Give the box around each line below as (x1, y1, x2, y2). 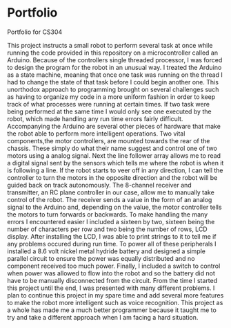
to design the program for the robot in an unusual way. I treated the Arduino (7, 63, 222, 71)
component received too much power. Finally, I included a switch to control (7, 262, 221, 270)
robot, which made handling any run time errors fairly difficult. (7, 114, 183, 122)
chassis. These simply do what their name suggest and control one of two (7, 144, 217, 152)
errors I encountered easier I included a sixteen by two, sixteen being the (7, 217, 215, 226)
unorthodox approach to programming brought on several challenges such (7, 85, 219, 93)
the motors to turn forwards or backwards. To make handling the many (7, 210, 208, 219)
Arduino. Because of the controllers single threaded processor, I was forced (7, 55, 223, 64)
